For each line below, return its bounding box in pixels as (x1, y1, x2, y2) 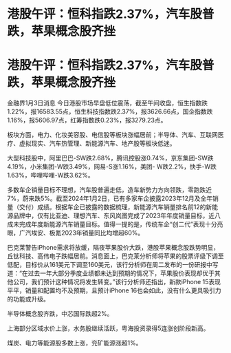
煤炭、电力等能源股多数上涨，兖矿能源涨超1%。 (7, 339, 142, 347)
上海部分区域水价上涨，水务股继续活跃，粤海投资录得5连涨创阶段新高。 (7, 324, 210, 332)
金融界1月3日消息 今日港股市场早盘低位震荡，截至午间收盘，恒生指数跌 (7, 99, 208, 107)
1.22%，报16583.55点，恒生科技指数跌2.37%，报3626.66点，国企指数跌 (7, 107, 213, 116)
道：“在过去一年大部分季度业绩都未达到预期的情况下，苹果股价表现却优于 (7, 269, 215, 277)
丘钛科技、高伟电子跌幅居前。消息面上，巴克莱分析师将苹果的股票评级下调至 (7, 252, 224, 260)
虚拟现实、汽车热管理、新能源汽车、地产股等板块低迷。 (19, 139, 176, 148)
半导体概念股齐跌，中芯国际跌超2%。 (7, 310, 113, 318)
